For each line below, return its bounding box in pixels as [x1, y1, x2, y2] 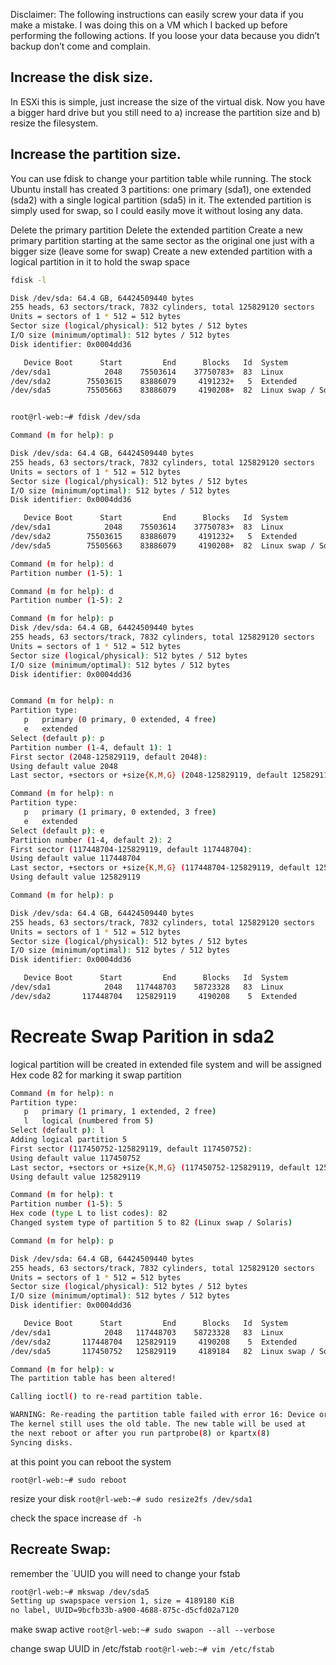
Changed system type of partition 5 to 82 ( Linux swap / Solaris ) [10, 1218, 293, 1228]
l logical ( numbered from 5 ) [23, 1116, 155, 1126]
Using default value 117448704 [10, 854, 141, 864]
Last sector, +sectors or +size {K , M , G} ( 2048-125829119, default [10, 770, 288, 781]
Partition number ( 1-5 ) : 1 [10, 568, 123, 578]
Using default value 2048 [10, 761, 118, 771]
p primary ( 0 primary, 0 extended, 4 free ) [23, 715, 217, 725]
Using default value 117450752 [10, 1153, 141, 1163]
